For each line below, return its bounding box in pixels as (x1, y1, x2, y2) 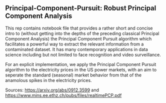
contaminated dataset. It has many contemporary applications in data (5, 46, 148, 52)
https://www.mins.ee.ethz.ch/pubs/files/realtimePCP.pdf (5, 92, 122, 98)
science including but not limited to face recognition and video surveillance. (5, 51, 161, 57)
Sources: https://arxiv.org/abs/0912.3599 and (5, 87, 99, 93)
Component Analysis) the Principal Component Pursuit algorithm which (5, 35, 152, 41)
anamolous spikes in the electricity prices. (5, 77, 92, 83)
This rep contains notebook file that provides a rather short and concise (5, 25, 153, 31)
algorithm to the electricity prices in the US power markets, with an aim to (5, 66, 156, 72)
